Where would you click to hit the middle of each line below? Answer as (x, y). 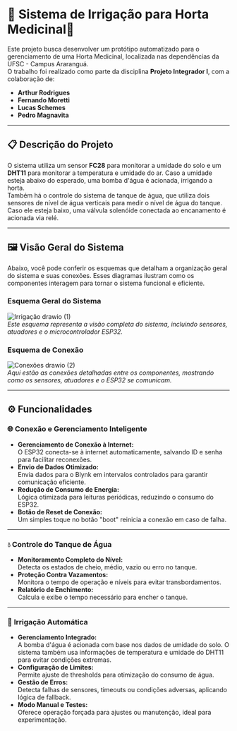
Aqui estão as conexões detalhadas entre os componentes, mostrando (111, 373)
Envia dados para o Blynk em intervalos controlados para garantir (113, 474)
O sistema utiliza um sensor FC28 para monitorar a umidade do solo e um (114, 165)
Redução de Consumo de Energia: (68, 489)
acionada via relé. (33, 217)
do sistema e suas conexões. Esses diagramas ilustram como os (101, 275)
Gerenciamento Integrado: (57, 637)
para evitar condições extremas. (64, 660)
